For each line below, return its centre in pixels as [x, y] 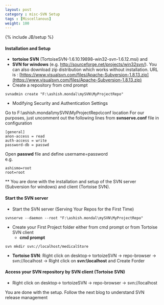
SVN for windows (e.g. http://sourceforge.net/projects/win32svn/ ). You [84, 65]
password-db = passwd [27, 145]
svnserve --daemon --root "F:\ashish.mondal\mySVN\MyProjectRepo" [74, 218]
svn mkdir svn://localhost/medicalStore [47, 246]
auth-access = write [26, 141]
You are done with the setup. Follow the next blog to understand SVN [75, 292]
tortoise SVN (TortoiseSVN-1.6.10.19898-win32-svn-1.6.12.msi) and [80, 59]
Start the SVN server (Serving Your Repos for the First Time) [73, 209]
